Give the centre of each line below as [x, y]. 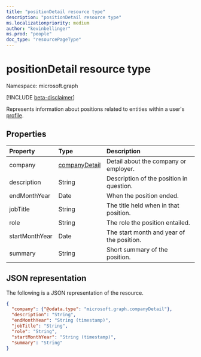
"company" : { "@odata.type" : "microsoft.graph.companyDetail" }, [92, 309]
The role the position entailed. [148, 222]
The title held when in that [143, 205]
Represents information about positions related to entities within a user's [95, 109]
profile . [15, 115]
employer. [121, 168]
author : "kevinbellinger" [38, 28]
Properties [26, 134]
